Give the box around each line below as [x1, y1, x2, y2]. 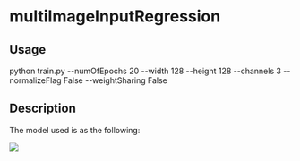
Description [9, 101, 76, 116]
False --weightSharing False [63, 75, 167, 86]
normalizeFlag [9, 75, 62, 86]
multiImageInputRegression [9, 6, 221, 27]
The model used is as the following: [9, 124, 141, 135]
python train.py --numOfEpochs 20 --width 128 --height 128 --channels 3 [9, 65, 282, 76]
